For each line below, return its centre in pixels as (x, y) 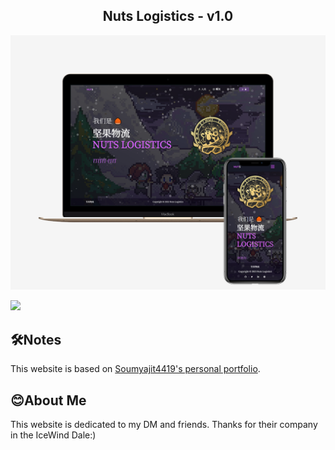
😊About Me (48, 400)
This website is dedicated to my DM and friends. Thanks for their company (164, 424)
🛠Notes (36, 339)
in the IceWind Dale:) (53, 435)
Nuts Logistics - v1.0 (168, 16)
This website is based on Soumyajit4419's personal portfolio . (135, 369)
